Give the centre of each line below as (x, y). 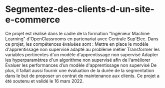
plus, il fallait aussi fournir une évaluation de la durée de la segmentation (79, 70)
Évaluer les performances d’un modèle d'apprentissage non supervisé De (81, 65)
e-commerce (33, 20)
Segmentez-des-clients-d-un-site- (80, 9)
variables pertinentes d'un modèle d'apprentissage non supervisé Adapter (82, 54)
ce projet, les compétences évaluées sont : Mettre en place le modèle (77, 44)
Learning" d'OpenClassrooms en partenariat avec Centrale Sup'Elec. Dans (82, 39)
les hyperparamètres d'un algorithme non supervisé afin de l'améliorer (78, 60)
